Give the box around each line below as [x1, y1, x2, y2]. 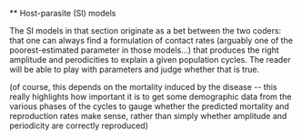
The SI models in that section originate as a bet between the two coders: [9, 25, 282, 35]
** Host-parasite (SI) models [9, 8, 116, 18]
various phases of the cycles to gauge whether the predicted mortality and [9, 101, 289, 112]
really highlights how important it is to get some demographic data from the [9, 91, 292, 102]
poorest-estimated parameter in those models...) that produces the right [9, 45, 279, 55]
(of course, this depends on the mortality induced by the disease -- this [9, 82, 277, 92]
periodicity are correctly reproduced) [9, 120, 148, 131]
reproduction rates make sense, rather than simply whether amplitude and [9, 111, 287, 121]
